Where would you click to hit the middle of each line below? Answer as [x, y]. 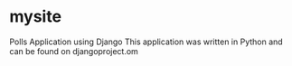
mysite [35, 17]
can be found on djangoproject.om [74, 51]
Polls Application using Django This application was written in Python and [146, 42]
